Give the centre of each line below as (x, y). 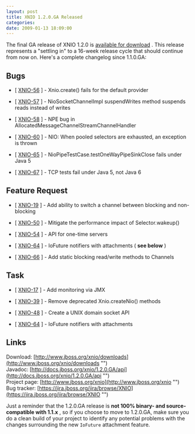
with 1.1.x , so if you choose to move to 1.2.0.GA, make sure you (112, 412)
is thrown (26, 143)
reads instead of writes (42, 108)
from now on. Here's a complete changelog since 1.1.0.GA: (76, 57)
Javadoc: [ (19, 369)
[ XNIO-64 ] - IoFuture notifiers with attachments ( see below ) (90, 245)
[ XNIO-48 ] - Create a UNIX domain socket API (72, 313)
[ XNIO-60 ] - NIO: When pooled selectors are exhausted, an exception (100, 137)
